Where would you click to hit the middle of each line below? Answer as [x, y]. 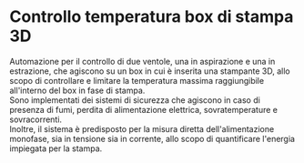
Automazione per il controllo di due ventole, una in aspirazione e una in [142, 61]
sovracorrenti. [35, 119]
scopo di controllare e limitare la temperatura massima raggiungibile [137, 80]
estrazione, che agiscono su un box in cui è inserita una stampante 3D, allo [150, 71]
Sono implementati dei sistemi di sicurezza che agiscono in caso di [135, 100]
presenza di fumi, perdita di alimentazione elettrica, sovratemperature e [143, 109]
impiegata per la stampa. [56, 148]
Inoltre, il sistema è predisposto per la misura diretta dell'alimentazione [142, 128]
